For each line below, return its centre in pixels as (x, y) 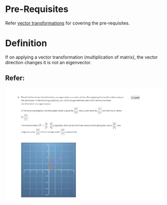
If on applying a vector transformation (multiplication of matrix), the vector (82, 57)
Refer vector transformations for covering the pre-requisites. (67, 23)
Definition (26, 43)
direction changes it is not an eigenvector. (48, 62)
